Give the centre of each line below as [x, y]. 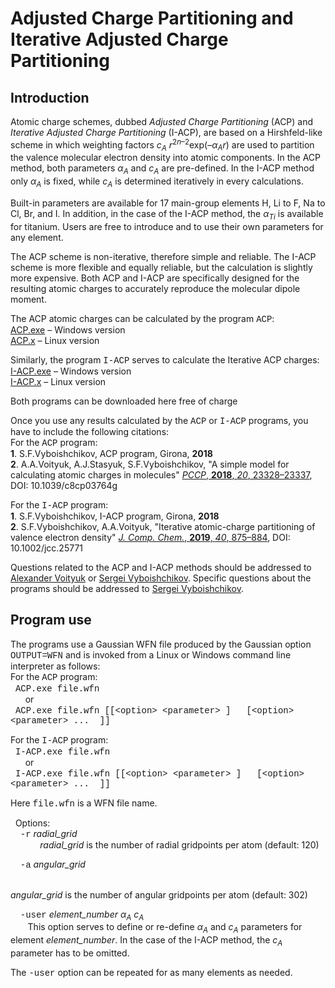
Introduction [50, 97]
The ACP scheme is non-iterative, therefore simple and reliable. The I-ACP [163, 256]
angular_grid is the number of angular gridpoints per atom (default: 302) [159, 894]
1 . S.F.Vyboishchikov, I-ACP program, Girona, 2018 [115, 516]
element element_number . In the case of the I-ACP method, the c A [146, 941]
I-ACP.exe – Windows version [71, 371]
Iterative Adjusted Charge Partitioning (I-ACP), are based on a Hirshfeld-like [166, 132]
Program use [51, 620]
